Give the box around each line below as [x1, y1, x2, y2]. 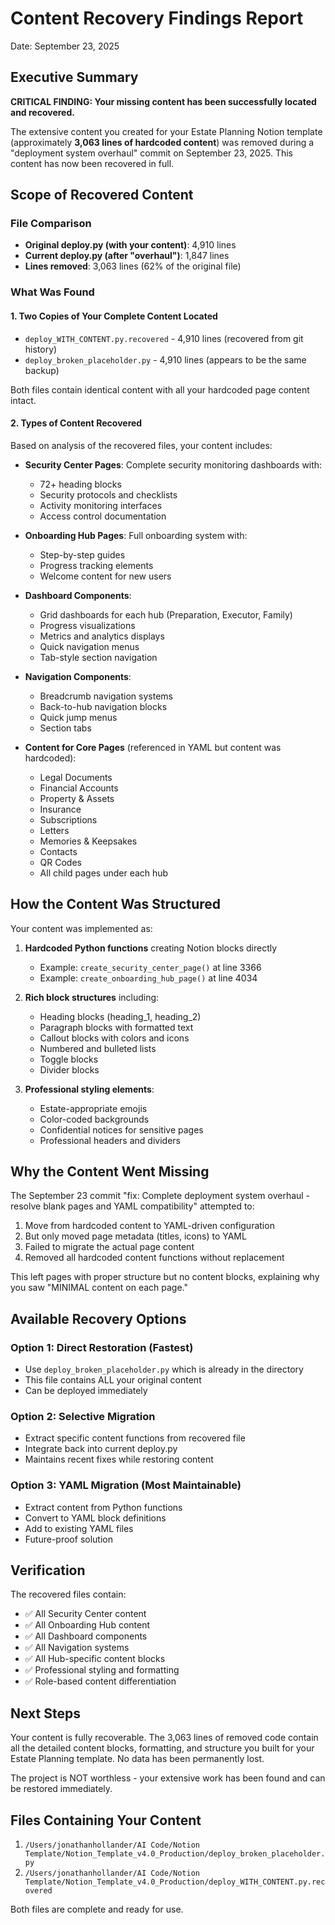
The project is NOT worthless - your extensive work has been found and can [10, 1772, 326, 1784]
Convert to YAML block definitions [24, 1512, 167, 1524]
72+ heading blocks [39, 478, 122, 490]
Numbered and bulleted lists [39, 1042, 157, 1054]
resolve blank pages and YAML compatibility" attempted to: [10, 1200, 255, 1212]
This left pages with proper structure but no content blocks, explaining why [10, 1271, 320, 1283]
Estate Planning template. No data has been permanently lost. [10, 1753, 265, 1765]
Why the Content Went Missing [10, 1163, 210, 1180]
